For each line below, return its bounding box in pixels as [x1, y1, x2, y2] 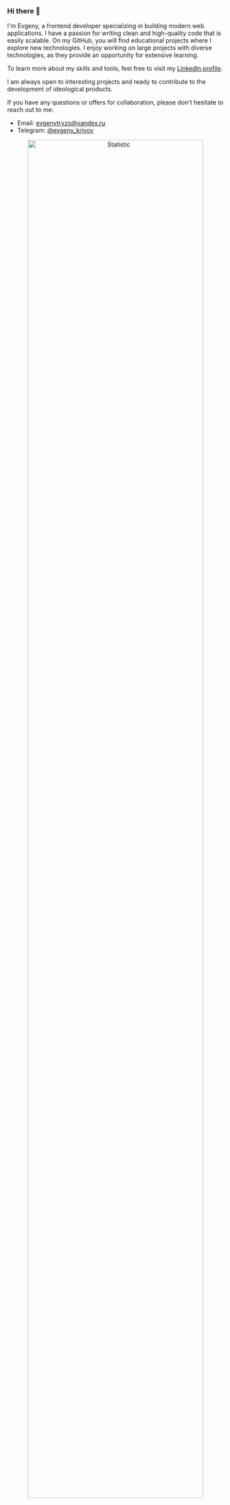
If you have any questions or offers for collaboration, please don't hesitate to [7, 98, 224, 107]
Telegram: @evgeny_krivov [16, 127, 94, 135]
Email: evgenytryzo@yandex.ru [16, 119, 106, 127]
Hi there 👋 [7, 6, 41, 16]
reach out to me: [7, 106, 54, 114]
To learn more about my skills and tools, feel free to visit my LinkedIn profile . [7, 65, 223, 73]
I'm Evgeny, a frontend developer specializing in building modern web [7, 22, 205, 30]
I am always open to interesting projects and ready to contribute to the [7, 78, 206, 86]
